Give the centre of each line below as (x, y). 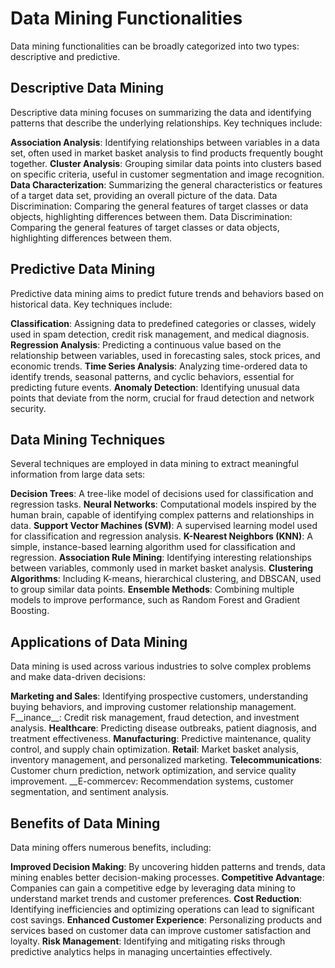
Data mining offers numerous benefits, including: (111, 847)
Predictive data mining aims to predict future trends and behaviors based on (167, 293)
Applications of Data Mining (99, 642)
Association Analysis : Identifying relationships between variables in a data (165, 142)
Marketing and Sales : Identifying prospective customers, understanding (159, 696)
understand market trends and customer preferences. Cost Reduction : (156, 898)
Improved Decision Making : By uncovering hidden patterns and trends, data (168, 866)
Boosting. (30, 611)
